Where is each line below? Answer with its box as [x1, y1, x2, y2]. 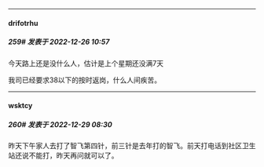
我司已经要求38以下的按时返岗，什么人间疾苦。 [8, 75, 162, 85]
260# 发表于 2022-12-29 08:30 [8, 119, 112, 129]
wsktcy [8, 101, 33, 111]
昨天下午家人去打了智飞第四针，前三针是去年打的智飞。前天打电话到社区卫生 [8, 141, 256, 151]
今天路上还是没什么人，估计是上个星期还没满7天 [8, 58, 163, 67]
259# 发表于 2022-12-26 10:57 [8, 37, 110, 47]
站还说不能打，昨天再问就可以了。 [8, 151, 119, 161]
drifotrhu [8, 18, 38, 27]
